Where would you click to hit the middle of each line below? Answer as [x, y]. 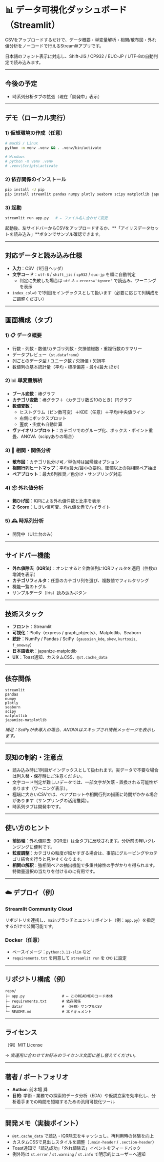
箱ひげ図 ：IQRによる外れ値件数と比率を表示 [56, 501]
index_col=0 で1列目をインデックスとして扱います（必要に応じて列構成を [85, 292]
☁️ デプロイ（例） [32, 893]
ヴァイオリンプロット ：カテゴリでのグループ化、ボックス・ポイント [80, 430]
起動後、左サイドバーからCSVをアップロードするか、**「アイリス [71, 228]
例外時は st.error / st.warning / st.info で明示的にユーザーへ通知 [79, 1154]
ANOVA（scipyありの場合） [49, 436]
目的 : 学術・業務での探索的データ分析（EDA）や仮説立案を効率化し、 [82, 1096]
